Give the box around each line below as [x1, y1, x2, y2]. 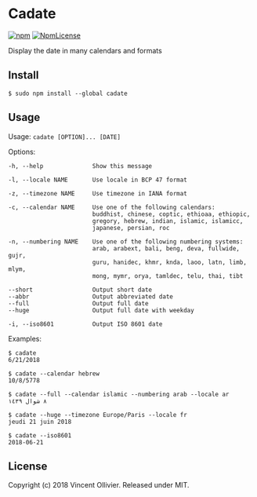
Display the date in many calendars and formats [8, 46, 162, 55]
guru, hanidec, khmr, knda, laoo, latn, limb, [92, 258, 247, 266]
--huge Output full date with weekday [8, 306, 194, 314]
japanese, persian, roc [92, 224, 170, 232]
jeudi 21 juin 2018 [8, 418, 72, 426]
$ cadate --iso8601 [8, 431, 72, 440]
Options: [8, 147, 36, 156]
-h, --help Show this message [8, 162, 153, 170]
